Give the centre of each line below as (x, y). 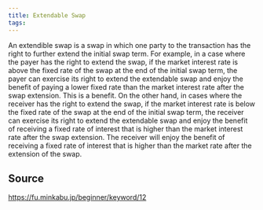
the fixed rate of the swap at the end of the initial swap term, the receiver (126, 112)
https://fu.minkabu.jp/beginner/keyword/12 (77, 197)
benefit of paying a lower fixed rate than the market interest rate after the (126, 87)
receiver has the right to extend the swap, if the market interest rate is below (132, 104)
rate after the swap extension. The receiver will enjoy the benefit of (117, 137)
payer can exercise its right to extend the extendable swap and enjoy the (126, 79)
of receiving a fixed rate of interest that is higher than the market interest (126, 129)
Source (26, 178)
